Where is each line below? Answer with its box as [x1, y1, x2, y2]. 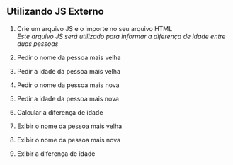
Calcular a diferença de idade [16, 108, 103, 116]
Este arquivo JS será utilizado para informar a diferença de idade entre [16, 32, 226, 40]
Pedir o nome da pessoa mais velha [16, 53, 121, 62]
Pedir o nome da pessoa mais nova [16, 81, 120, 89]
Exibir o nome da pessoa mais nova [16, 135, 121, 144]
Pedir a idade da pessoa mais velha [16, 67, 121, 75]
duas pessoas [16, 39, 59, 48]
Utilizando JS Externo [6, 6, 104, 18]
